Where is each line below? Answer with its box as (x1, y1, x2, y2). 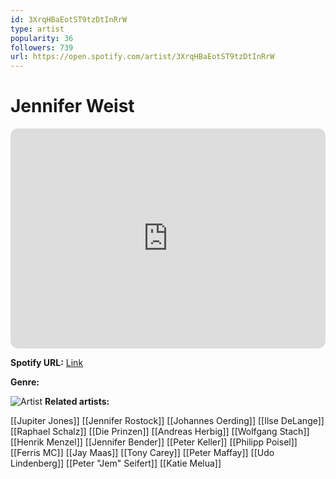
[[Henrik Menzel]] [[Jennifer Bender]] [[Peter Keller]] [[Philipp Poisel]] (10, 436, 298, 448)
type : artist (10, 24, 65, 34)
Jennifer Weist (10, 95, 135, 118)
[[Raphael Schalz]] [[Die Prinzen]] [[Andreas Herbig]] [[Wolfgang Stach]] (10, 426, 310, 438)
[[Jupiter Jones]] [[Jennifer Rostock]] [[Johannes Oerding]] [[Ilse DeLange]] (10, 415, 325, 427)
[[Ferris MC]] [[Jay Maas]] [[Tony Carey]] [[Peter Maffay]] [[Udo (10, 447, 275, 459)
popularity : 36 (10, 33, 74, 43)
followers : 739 (10, 42, 74, 53)
